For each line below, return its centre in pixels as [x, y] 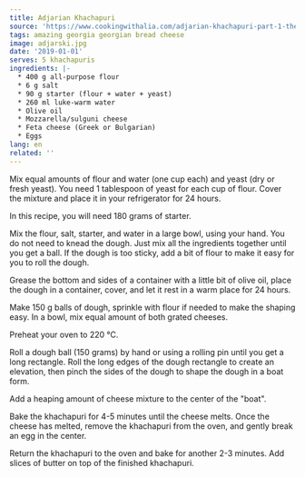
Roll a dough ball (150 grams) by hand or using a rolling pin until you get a [147, 352]
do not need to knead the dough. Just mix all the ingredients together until [148, 243]
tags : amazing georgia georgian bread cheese [97, 35]
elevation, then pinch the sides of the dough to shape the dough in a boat [147, 371]
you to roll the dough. [49, 262]
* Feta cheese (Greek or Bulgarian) [87, 128]
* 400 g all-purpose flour [69, 77]
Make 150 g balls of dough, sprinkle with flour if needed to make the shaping [152, 307]
